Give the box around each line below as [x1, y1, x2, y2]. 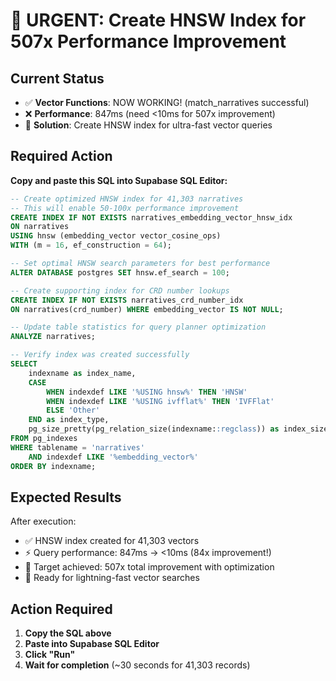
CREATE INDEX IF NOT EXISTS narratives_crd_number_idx [10, 295, 244, 305]
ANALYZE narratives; [10, 332, 97, 342]
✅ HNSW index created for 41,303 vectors [24, 535, 200, 547]
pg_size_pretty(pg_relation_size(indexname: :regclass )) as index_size [28, 424, 329, 434]
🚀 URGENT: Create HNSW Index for [10, 9, 307, 32]
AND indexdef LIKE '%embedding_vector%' [28, 452, 199, 462]
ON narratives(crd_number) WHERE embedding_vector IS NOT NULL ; [10, 304, 284, 314]
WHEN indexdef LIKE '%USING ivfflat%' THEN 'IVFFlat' [46, 396, 275, 406]
